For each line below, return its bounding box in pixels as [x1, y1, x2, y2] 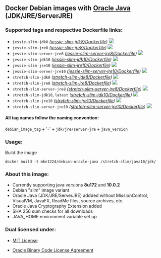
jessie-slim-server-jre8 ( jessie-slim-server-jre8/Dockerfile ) [12, 50, 137, 56]
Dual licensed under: [5, 226, 56, 233]
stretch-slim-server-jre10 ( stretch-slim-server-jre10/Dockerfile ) [12, 103, 146, 109]
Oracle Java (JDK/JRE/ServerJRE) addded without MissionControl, [12, 192, 149, 198]
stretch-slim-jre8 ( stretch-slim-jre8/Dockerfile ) [12, 80, 111, 86]
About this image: [5, 171, 49, 178]
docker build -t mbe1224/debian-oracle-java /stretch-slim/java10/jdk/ [5, 159, 156, 165]
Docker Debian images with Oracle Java [5, 4, 131, 12]
